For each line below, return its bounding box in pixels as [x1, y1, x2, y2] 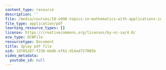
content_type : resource [5, 7, 54, 12]
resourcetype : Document [5, 39, 54, 44]
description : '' [5, 12, 39, 17]
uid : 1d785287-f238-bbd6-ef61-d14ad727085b [5, 48, 96, 53]
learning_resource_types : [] [5, 26, 65, 31]
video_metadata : [5, 53, 39, 58]
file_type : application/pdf [5, 21, 63, 26]
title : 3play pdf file [5, 44, 52, 49]
